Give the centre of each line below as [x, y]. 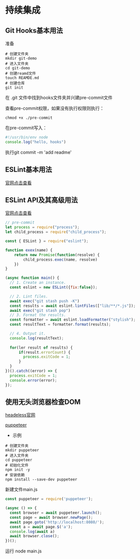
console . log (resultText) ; [37, 338]
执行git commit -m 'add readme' [38, 152]
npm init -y [18, 470]
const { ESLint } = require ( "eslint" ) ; [47, 241]
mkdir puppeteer [22, 450]
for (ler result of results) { [41, 348]
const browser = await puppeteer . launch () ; [56, 513]
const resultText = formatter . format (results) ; [60, 325]
